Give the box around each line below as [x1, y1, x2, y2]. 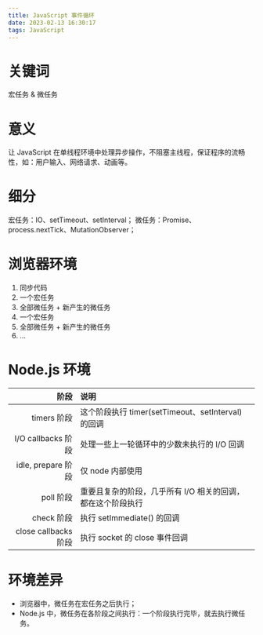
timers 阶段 [31, 413, 73, 424]
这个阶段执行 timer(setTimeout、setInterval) [80, 407, 243, 418]
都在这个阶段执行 [80, 498, 143, 509]
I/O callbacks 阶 [14, 433, 73, 444]
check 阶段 [32, 513, 73, 524]
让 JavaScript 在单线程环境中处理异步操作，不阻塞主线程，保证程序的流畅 [8, 148, 246, 157]
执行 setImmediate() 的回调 [80, 513, 180, 524]
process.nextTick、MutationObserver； [8, 225, 136, 235]
